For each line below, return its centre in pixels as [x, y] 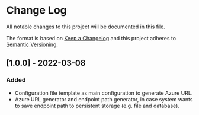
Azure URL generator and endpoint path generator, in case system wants [104, 99]
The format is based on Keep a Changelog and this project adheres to [91, 38]
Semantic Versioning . [32, 44]
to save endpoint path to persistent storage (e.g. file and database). [97, 106]
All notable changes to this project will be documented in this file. [86, 27]
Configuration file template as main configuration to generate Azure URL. [104, 93]
